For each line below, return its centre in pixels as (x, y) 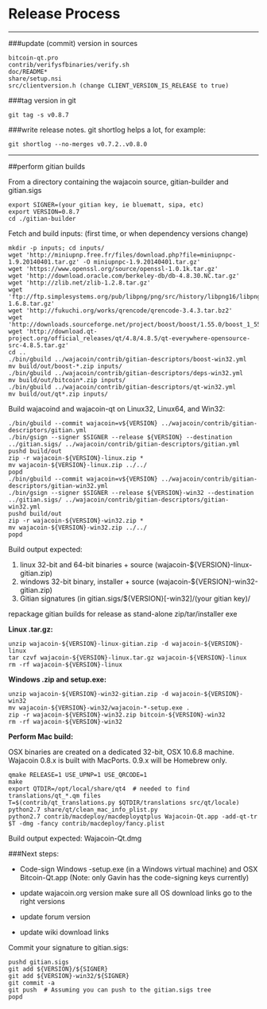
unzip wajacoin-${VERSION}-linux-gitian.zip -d (89, 644)
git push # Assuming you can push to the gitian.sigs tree (110, 990)
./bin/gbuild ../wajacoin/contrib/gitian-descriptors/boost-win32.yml (128, 359)
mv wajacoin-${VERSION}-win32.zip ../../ (78, 528)
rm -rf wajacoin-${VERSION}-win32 (66, 721)
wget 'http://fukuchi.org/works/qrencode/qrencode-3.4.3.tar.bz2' (120, 311)
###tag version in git (43, 100)
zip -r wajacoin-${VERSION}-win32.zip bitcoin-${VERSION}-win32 (117, 715)
